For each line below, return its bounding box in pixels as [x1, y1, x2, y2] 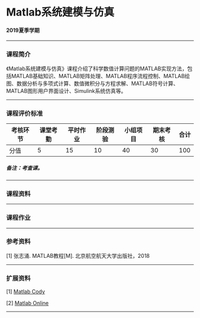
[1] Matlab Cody [6, 288, 45, 295]
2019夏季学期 [6, 26, 40, 33]
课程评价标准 [6, 109, 43, 117]
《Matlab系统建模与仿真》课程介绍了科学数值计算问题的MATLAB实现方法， [6, 65, 187, 72]
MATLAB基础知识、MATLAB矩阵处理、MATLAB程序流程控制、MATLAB [11, 72, 185, 79]
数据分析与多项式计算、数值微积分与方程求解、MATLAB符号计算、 [16, 80, 179, 87]
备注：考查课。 [6, 164, 43, 172]
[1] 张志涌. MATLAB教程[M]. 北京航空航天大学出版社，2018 [6, 252, 150, 259]
